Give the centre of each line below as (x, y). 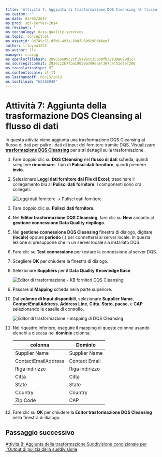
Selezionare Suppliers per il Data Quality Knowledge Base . (72, 270)
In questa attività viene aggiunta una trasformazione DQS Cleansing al (75, 140)
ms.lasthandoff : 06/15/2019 (34, 77)
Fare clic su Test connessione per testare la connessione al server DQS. (85, 252)
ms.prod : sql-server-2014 (31, 23)
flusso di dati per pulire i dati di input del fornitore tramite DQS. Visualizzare (81, 145)
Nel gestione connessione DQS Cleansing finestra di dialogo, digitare (82, 232)
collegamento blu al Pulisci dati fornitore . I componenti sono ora (77, 184)
